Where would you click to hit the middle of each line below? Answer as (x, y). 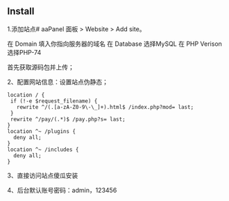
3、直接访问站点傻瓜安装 (43, 175)
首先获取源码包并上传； (41, 67)
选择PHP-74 (24, 52)
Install (21, 11)
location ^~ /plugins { (42, 131)
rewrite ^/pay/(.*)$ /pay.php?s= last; (68, 119)
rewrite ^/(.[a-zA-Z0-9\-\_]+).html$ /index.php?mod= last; (105, 107)
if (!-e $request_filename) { (54, 101)
